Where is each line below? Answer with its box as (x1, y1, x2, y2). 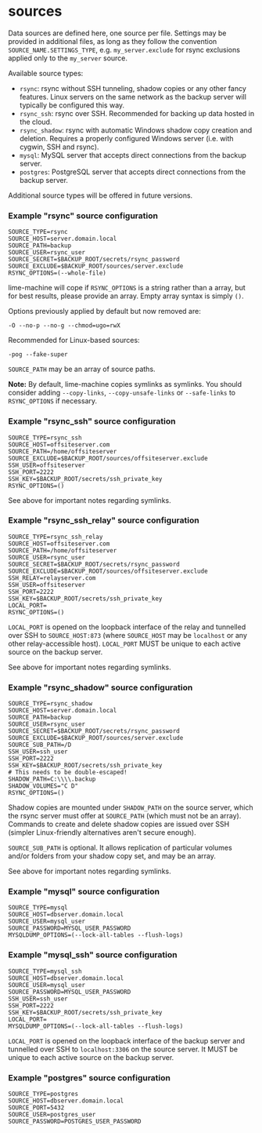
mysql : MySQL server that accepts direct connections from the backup (19, 150, 246, 159)
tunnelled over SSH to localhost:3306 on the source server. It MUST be (8, 1044, 239, 1054)
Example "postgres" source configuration (8, 1072, 170, 1083)
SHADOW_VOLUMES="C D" (8, 782, 79, 790)
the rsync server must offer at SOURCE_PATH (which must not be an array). (8, 811, 242, 821)
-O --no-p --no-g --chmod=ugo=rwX (8, 322, 121, 330)
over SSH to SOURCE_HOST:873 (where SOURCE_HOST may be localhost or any (8, 630, 248, 639)
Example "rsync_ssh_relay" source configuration (8, 515, 199, 526)
